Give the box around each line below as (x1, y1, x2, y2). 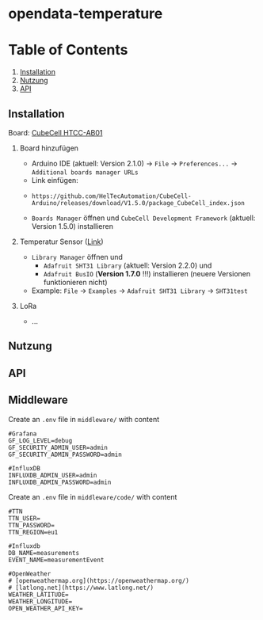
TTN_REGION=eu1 (8, 528, 59, 536)
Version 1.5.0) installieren (31, 221, 113, 230)
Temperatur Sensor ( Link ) (19, 237, 104, 246)
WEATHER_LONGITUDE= (8, 597, 73, 606)
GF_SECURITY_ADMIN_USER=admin (8, 443, 109, 451)
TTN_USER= (8, 514, 41, 523)
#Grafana (8, 429, 37, 438)
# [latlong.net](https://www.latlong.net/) (8, 584, 154, 591)
